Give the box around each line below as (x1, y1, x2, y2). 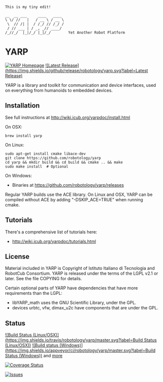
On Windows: (5, 172, 32, 178)
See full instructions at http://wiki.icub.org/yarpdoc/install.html (5, 115, 130, 120)
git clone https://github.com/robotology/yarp (5, 155, 101, 160)
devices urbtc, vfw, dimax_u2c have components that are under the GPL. (12, 305, 159, 311)
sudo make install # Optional (5, 164, 69, 169)
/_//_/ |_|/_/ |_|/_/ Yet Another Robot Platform (5, 30, 125, 35)
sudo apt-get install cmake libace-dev (5, 151, 86, 156)
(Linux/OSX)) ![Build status (5, 343, 58, 348)
